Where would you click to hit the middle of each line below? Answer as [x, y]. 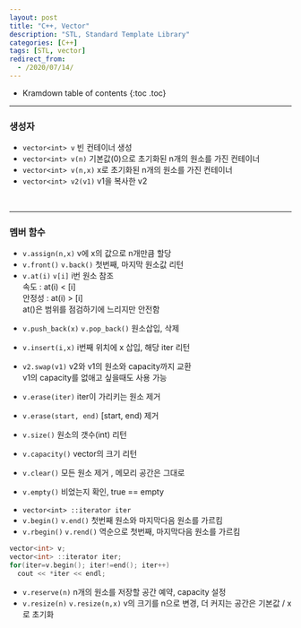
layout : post [34, 17]
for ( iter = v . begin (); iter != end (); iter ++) [90, 565]
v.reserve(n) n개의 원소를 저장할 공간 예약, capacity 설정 [124, 591]
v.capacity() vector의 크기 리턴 [79, 454]
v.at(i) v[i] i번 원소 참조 [68, 276]
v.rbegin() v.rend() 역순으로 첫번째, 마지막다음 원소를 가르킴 [131, 532]
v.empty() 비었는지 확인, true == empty [93, 492]
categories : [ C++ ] [43, 43]
